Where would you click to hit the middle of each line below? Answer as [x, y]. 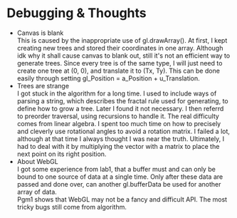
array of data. [37, 192]
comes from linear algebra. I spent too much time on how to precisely [119, 123]
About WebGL [37, 161]
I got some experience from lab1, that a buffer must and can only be [116, 169]
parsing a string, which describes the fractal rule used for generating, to [122, 100]
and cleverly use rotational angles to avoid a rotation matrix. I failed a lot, [123, 131]
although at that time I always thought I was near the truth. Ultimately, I [121, 139]
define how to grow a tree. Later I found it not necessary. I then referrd [120, 108]
